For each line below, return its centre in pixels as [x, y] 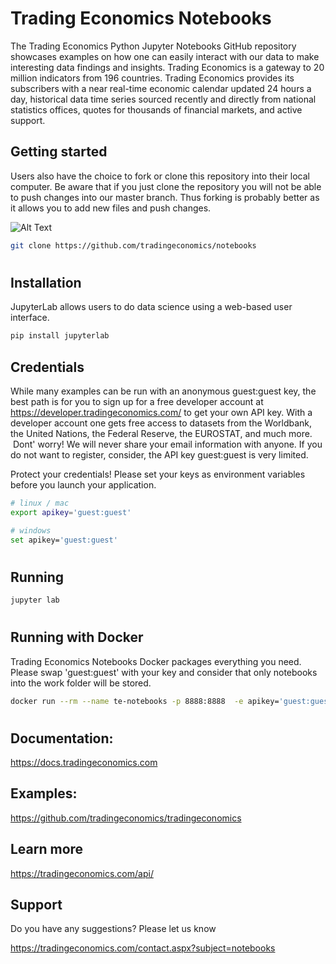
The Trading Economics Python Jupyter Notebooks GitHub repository [153, 46]
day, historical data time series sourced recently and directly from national [163, 99]
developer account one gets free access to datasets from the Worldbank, [161, 423]
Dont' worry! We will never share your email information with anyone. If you [167, 444]
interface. [30, 318]
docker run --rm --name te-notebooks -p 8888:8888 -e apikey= [145, 701]
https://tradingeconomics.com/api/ [82, 873]
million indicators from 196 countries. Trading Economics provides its [152, 78]
